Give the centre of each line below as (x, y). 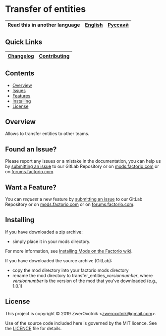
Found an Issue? (31, 149)
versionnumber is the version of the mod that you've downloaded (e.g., (85, 281)
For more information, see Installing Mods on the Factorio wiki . (69, 251)
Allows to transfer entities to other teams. (47, 134)
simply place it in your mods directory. (51, 241)
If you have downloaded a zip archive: (44, 232)
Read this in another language (44, 25)
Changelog (21, 56)
